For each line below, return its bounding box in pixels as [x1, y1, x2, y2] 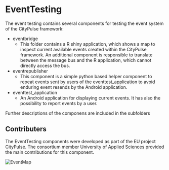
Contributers [5, 125, 47, 133]
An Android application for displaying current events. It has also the [20, 95, 161, 101]
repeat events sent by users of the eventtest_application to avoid [20, 79, 155, 85]
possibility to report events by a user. [20, 100, 98, 106]
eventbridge [12, 36, 38, 42]
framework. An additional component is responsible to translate [20, 52, 153, 58]
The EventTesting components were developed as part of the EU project [5, 138, 156, 144]
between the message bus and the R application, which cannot [20, 57, 152, 63]
